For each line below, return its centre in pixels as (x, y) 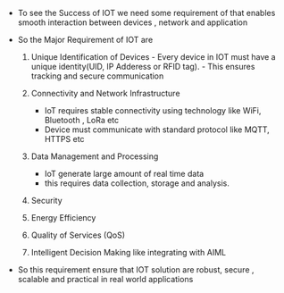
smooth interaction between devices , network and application (133, 22)
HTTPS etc (64, 139)
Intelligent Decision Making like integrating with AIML (128, 252)
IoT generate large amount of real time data (124, 174)
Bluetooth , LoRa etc (82, 120)
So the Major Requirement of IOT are (85, 40)
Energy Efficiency (63, 218)
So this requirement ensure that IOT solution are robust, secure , (136, 270)
